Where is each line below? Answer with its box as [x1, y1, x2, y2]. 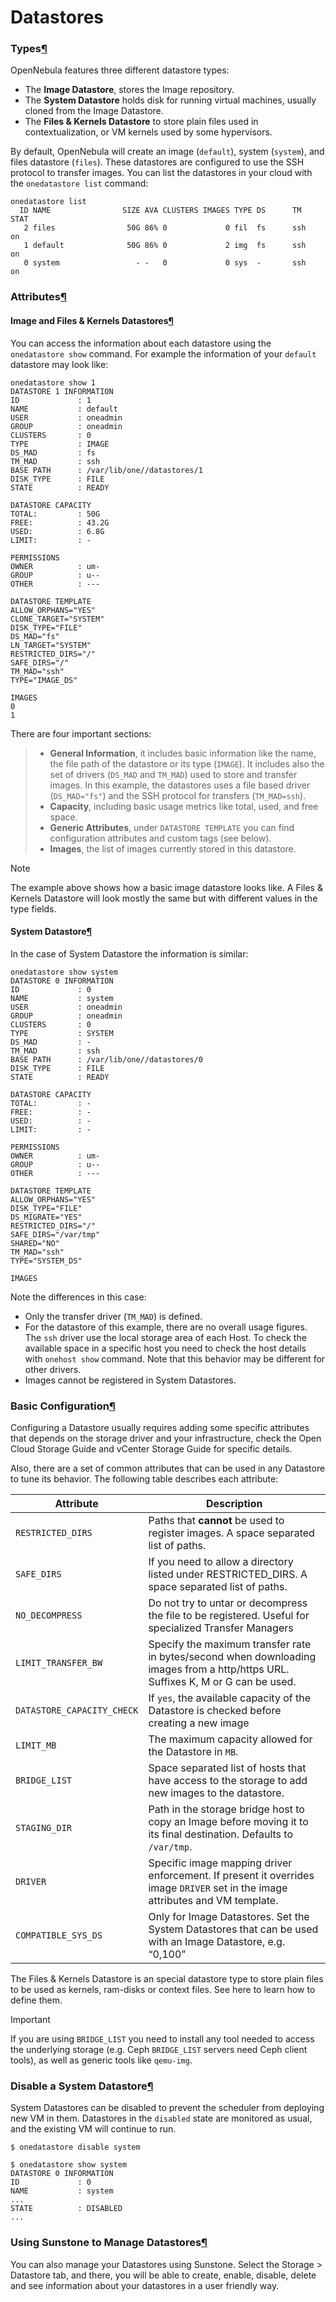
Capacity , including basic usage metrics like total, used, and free [49, 800, 319, 812]
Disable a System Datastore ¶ [10, 2079, 154, 2093]
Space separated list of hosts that [148, 1761, 307, 1775]
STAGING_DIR [15, 1822, 73, 1834]
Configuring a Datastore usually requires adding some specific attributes [10, 1422, 310, 1434]
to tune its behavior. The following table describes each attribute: [10, 1473, 279, 1485]
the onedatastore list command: [10, 177, 149, 190]
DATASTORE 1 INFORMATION [10, 386, 114, 396]
